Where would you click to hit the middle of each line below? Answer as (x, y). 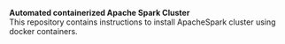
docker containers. (43, 31)
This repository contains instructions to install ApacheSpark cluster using (142, 22)
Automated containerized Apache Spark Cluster (100, 13)
